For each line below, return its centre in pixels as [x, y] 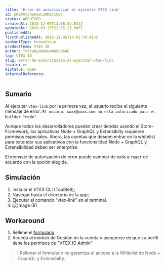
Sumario [19, 94]
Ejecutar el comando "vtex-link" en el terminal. [60, 200]
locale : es [16, 65]
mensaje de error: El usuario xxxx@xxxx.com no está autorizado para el [80, 111]
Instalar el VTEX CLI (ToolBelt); [44, 189]
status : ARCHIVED [23, 19]
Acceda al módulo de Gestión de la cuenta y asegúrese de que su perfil [85, 238]
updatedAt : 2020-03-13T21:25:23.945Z [44, 28]
